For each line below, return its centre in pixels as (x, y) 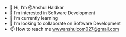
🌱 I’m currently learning (34, 18)
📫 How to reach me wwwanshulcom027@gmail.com (64, 29)
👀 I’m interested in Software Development (53, 13)
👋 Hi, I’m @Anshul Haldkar (37, 8)
